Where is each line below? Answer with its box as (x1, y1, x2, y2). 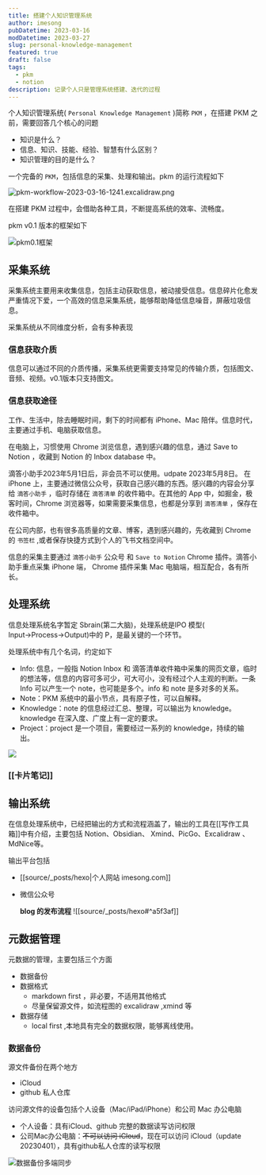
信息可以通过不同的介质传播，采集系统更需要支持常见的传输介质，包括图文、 (8, 364, 258, 373)
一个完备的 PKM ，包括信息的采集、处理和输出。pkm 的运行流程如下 (8, 171, 224, 181)
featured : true (8, 48, 59, 56)
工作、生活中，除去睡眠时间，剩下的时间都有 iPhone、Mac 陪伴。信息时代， (8, 414, 257, 425)
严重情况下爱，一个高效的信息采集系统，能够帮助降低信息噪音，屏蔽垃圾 (8, 295, 244, 306)
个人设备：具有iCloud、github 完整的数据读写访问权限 (19, 1121, 196, 1131)
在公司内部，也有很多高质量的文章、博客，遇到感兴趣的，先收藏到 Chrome (8, 525, 252, 534)
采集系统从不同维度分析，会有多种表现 (8, 322, 133, 332)
